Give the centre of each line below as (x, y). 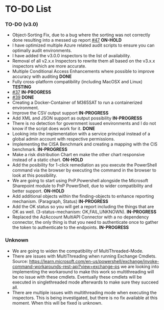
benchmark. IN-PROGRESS (40, 149)
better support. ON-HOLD (38, 191)
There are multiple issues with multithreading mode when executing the (84, 292)
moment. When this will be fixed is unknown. (57, 303)
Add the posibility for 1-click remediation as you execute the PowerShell (84, 165)
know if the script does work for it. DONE (54, 129)
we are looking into (140, 266)
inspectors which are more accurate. (49, 66)
